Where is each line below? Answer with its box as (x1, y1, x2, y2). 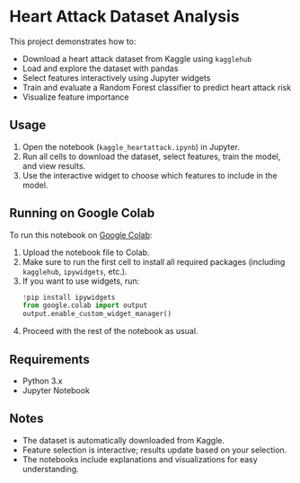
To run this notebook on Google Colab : (9, 229, 153, 240)
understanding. (22, 463, 79, 474)
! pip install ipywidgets (22, 293, 116, 302)
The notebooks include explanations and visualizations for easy (22, 453, 258, 464)
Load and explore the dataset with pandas (22, 63, 179, 74)
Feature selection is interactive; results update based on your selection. (22, 444, 287, 455)
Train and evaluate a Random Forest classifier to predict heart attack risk (22, 82, 292, 92)
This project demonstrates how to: (9, 36, 137, 47)
